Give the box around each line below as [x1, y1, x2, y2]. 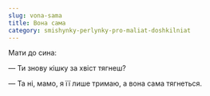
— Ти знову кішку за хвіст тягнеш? [8, 63, 126, 73]
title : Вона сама [8, 19, 66, 27]
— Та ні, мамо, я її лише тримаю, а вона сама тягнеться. [8, 79, 202, 88]
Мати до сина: [8, 48, 57, 58]
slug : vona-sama [8, 11, 62, 20]
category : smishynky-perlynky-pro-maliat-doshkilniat [8, 26, 192, 34]
